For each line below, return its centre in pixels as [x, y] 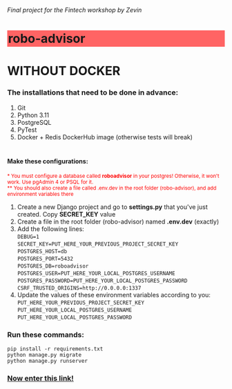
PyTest [27, 130]
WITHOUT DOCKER [64, 71]
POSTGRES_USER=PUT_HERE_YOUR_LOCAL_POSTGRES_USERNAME [96, 273]
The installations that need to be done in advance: [93, 92]
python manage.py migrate [44, 355]
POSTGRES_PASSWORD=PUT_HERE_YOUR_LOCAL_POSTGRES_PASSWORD [102, 281]
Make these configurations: [48, 161]
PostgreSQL [34, 122]
